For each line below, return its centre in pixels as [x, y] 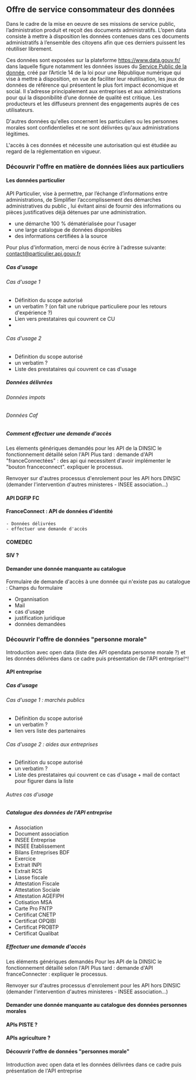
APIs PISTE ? [22, 1024]
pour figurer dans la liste [44, 781]
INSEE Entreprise [35, 840]
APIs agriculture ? [28, 1038]
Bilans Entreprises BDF [42, 852]
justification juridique [40, 618]
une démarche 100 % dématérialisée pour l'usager [75, 223]
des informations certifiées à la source [61, 236]
